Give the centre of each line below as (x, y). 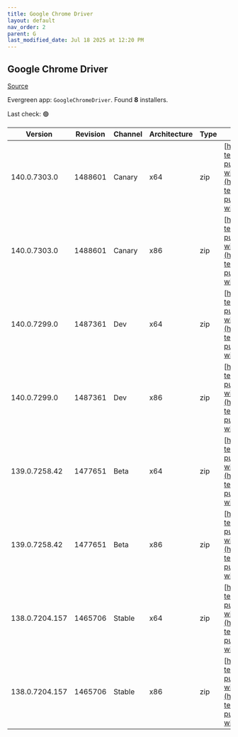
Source (18, 86)
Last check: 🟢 (28, 113)
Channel (128, 134)
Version (39, 134)
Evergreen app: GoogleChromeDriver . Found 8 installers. (88, 99)
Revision (90, 134)
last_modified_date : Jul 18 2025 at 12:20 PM (75, 40)
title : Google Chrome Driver (50, 14)
